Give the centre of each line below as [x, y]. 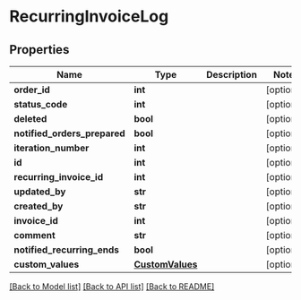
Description [232, 75]
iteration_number [52, 148]
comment [34, 235]
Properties [39, 50]
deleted [30, 119]
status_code [41, 104]
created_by [39, 206]
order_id [32, 90]
